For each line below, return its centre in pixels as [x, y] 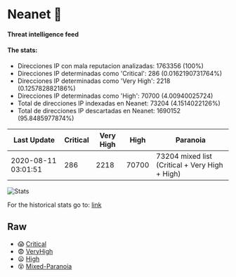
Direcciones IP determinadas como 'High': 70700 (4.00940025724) [115, 96]
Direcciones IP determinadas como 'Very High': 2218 [94, 81]
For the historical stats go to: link [54, 205]
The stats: [22, 50]
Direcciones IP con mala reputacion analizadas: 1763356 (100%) [110, 65]
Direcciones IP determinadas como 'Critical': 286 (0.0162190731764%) [120, 73]
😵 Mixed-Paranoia [45, 266]
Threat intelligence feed [43, 34]
